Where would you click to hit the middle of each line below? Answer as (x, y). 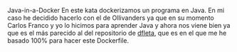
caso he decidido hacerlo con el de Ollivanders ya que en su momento (111, 18)
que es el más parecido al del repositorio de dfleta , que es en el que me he (117, 33)
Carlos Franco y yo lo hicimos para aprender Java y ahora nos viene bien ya (119, 25)
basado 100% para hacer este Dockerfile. (68, 41)
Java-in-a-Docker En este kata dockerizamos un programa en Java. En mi (116, 10)
